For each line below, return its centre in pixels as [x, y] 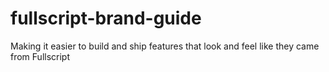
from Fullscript [40, 56]
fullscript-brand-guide [106, 18]
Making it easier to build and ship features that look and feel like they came [165, 46]
